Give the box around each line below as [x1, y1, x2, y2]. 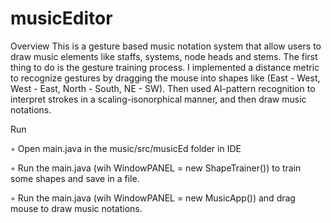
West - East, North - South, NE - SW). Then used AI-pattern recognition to [10, 82, 316, 94]
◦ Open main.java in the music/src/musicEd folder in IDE [10, 142, 242, 154]
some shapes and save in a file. [10, 172, 140, 184]
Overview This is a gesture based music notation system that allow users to [10, 40, 322, 52]
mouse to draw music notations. [10, 202, 143, 214]
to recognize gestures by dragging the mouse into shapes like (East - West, [10, 72, 321, 84]
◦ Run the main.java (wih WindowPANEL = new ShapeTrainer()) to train [10, 162, 302, 174]
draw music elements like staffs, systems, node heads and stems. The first [10, 50, 318, 62]
